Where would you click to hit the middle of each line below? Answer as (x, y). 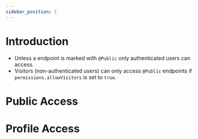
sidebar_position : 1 (31, 12)
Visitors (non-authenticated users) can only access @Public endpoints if (103, 71)
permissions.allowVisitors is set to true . (65, 77)
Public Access (42, 101)
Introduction (37, 41)
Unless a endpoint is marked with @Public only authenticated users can (102, 58)
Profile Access (43, 129)
